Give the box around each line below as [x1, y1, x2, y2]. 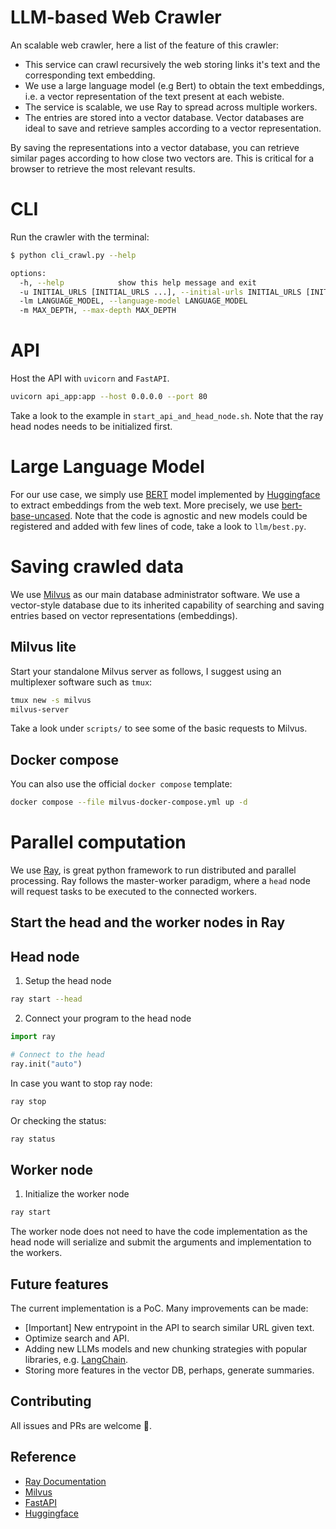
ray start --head [10, 994, 83, 1005]
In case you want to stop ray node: [10, 1077, 153, 1089]
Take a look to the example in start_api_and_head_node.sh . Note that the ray [10, 409, 324, 421]
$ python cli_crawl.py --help [10, 250, 137, 260]
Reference [10, 1449, 77, 1466]
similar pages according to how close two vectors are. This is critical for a [10, 152, 315, 164]
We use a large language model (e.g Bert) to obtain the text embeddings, [24, 79, 325, 91]
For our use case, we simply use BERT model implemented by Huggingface [10, 488, 321, 500]
